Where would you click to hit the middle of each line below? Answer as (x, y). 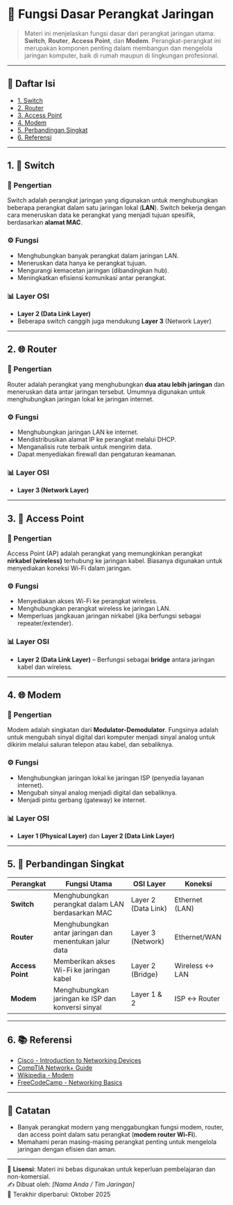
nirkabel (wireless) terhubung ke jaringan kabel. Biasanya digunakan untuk (115, 561)
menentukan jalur (81, 941)
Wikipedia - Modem (45, 1075)
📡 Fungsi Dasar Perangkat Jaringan (111, 14)
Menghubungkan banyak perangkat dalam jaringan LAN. (98, 255)
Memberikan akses (84, 961)
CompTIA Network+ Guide (55, 1068)
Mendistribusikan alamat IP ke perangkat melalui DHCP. (97, 440)
